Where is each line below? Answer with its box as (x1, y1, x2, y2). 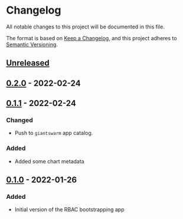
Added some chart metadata (14, 157, 84, 165)
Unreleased (6, 58, 50, 68)
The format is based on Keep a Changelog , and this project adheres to (6, 34, 177, 41)
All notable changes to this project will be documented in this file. (6, 23, 165, 30)
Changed (6, 116, 34, 124)
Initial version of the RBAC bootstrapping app (14, 206, 125, 213)
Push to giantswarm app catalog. (14, 130, 93, 137)
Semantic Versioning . (6, 41, 58, 48)
